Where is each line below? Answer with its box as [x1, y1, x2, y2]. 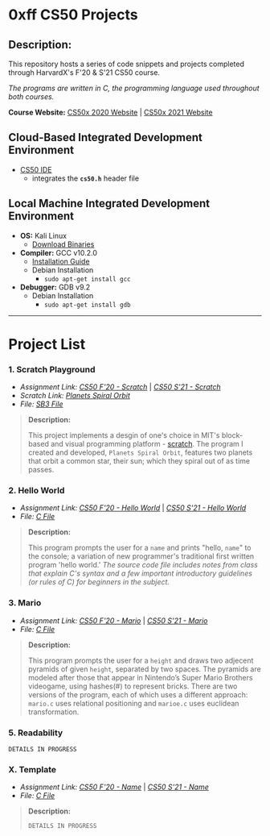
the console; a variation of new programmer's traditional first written [27, 551, 255, 561]
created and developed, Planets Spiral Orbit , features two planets [27, 447, 253, 457]
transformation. [27, 707, 80, 717]
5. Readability [8, 727, 63, 738]
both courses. [8, 92, 55, 102]
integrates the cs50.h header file [31, 173, 139, 183]
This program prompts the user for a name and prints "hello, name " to [27, 543, 252, 553]
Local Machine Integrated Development [8, 197, 211, 210]
